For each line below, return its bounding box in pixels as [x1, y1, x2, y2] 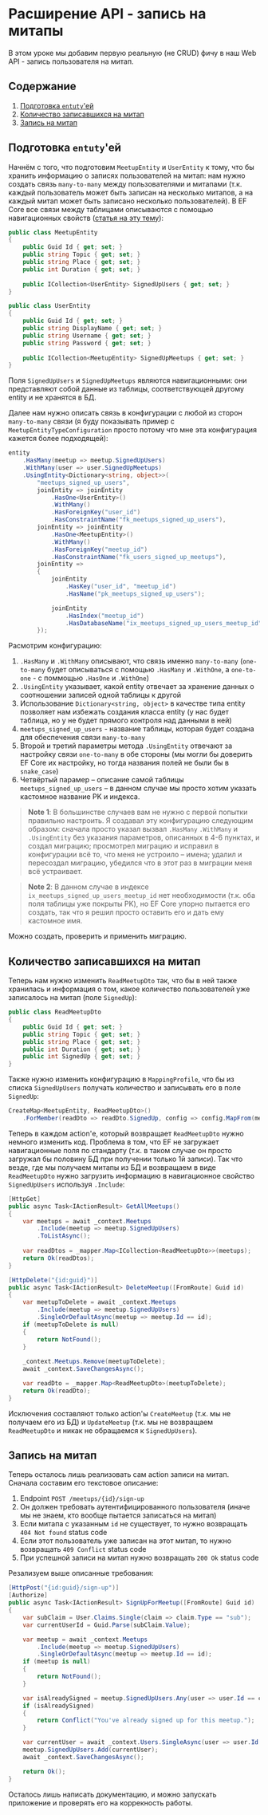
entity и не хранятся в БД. [8, 392, 97, 403]
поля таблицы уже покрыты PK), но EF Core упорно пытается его [27, 899, 250, 909]
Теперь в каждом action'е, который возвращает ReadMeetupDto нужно [8, 1128, 245, 1138]
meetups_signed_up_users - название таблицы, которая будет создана [19, 724, 254, 734]
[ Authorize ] [8, 1592, 48, 1600]
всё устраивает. [27, 867, 83, 876]
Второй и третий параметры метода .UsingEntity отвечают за [19, 741, 233, 750]
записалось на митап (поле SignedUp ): [8, 993, 137, 1002]
